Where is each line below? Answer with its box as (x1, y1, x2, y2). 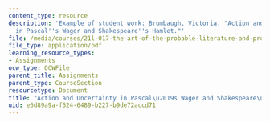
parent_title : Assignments (8, 71, 99, 79)
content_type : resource (8, 11, 88, 20)
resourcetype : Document (8, 86, 88, 95)
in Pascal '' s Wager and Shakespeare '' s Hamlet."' (15, 26, 185, 35)
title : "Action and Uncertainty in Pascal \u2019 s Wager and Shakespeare (8, 94, 257, 102)
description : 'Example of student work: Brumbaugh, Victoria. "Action (8, 19, 250, 27)
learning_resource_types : (8, 49, 95, 57)
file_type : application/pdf (8, 42, 103, 50)
